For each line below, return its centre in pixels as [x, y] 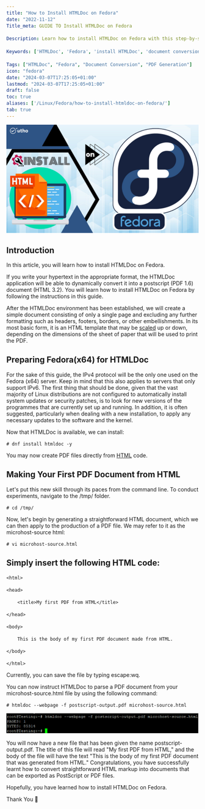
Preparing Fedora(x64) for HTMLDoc [77, 360]
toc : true [19, 97]
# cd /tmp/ [20, 508]
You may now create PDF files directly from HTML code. [77, 455]
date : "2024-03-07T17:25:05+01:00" [52, 77]
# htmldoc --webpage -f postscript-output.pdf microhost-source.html [97, 705]
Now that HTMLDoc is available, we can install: [65, 432]
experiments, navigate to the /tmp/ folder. [59, 496]
